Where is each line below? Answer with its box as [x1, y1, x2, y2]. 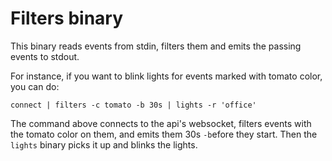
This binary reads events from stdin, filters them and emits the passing [10, 40, 302, 52]
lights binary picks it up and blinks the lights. [10, 138, 198, 151]
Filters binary [10, 7, 124, 30]
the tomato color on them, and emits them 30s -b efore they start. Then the [10, 128, 318, 140]
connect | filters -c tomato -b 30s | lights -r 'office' [10, 100, 257, 110]
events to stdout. [10, 50, 80, 62]
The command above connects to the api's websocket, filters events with [10, 117, 312, 129]
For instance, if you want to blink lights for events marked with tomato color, [10, 70, 323, 82]
